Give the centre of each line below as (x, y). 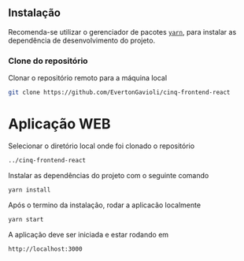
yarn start (26, 219)
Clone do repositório (48, 61)
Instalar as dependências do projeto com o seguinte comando (109, 175)
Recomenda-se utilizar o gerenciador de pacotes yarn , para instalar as (122, 32)
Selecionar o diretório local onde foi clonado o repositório (102, 146)
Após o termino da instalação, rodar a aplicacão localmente (105, 205)
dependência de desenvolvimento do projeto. (82, 40)
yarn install (30, 190)
